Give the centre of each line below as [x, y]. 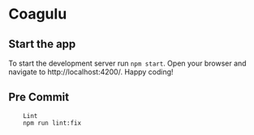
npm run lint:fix [52, 123]
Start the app [42, 44]
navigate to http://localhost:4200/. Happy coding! [91, 72]
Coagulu [38, 14]
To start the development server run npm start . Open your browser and [127, 63]
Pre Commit [39, 97]
